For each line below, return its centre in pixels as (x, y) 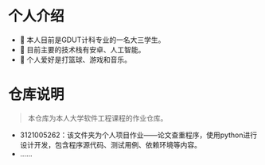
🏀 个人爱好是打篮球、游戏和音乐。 (75, 59)
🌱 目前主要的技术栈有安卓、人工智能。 (82, 49)
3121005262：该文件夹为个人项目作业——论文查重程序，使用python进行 (138, 135)
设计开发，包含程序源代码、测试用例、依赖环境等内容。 (110, 144)
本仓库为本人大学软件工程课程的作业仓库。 (97, 118)
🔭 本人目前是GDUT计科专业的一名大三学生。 (92, 40)
